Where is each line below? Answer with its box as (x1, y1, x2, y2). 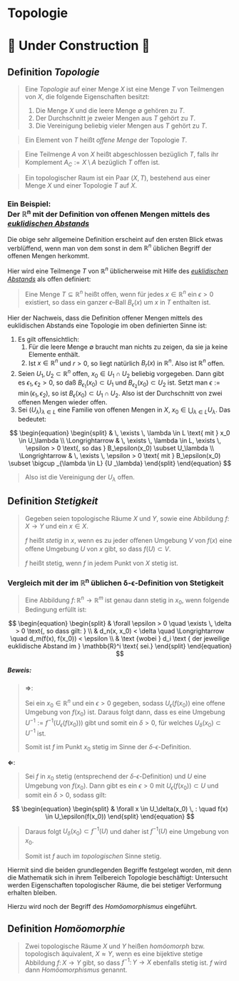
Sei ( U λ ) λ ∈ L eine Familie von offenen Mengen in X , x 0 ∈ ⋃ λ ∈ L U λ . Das (17, 405, 230, 416)
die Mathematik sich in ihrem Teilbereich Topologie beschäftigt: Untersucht (7, 873, 228, 882)
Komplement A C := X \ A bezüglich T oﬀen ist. (24, 158, 161, 168)
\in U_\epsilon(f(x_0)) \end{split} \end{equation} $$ (45, 812, 195, 820)
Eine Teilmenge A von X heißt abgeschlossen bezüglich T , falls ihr (24, 150, 219, 158)
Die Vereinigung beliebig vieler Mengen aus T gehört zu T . (35, 121, 208, 130)
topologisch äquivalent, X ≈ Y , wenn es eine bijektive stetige (24, 949, 203, 957)
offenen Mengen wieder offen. (17, 398, 108, 407)
